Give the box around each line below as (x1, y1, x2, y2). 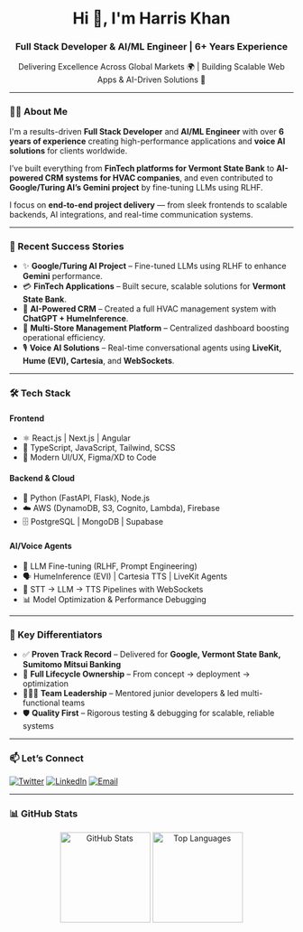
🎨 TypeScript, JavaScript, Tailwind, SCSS (22, 443, 176, 453)
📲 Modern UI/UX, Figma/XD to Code (22, 452, 157, 463)
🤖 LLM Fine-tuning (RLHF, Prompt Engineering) (22, 560, 198, 572)
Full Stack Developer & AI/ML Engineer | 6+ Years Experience (14, 41, 289, 53)
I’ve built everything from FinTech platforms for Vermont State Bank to (9, 163, 275, 173)
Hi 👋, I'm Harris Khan (72, 8, 231, 29)
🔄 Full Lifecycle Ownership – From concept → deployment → (22, 668, 251, 679)
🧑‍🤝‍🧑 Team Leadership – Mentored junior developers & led (22, 687, 239, 698)
